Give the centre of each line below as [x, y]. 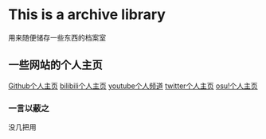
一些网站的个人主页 [55, 65]
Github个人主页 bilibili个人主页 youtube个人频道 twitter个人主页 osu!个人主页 [133, 86]
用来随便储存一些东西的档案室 [57, 37]
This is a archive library [87, 15]
